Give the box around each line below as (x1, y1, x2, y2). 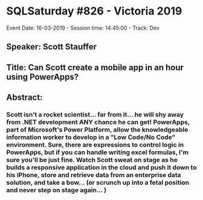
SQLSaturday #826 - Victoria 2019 (6, 4, 182, 18)
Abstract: (6, 92, 43, 103)
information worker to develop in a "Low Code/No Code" (6, 133, 176, 141)
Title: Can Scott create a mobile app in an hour (6, 62, 184, 73)
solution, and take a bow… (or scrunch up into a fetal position (6, 178, 190, 187)
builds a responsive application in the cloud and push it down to (6, 163, 197, 172)
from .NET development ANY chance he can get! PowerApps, (6, 118, 190, 126)
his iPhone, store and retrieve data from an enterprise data (6, 171, 181, 179)
